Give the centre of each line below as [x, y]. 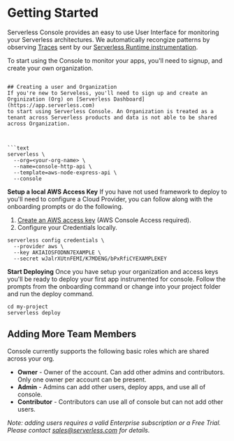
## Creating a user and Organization [62, 87]
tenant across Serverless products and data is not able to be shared [112, 117]
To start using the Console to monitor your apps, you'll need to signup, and [115, 60]
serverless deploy [34, 312]
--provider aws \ [39, 246]
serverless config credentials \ [56, 240]
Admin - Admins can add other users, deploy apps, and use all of [111, 386]
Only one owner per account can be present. [82, 379]
